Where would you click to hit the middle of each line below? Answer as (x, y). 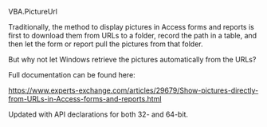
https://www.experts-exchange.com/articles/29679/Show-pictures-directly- (133, 90)
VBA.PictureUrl (33, 12)
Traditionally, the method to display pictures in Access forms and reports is (132, 27)
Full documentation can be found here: (72, 75)
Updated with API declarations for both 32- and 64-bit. (98, 114)
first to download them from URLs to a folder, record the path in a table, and (133, 36)
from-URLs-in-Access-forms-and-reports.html (85, 99)
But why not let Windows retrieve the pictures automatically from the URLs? (132, 60)
